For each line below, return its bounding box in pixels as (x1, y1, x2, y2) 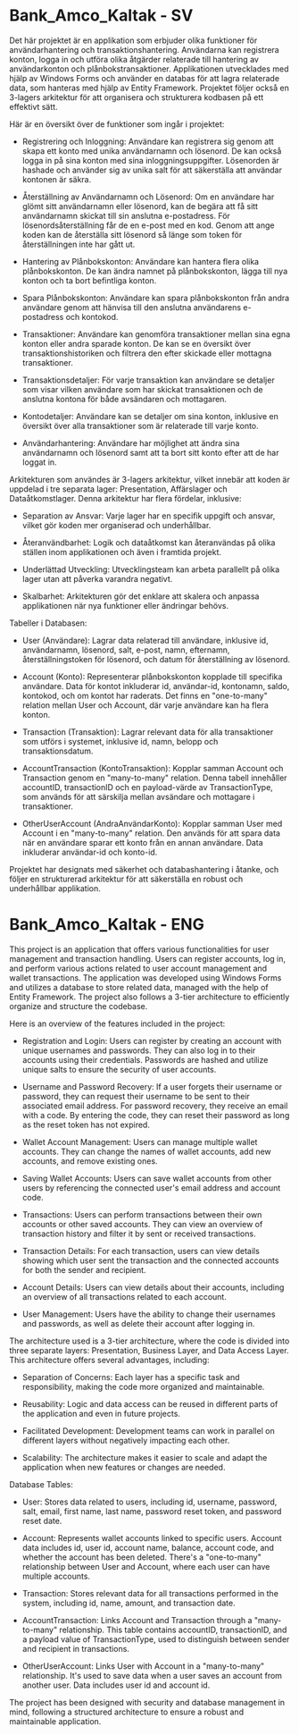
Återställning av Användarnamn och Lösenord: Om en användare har (21, 191, 275, 202)
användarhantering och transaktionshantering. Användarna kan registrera (9, 44, 279, 55)
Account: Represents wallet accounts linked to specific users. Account (21, 1532, 283, 1543)
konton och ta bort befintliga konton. (21, 274, 157, 286)
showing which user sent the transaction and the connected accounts (21, 1255, 279, 1266)
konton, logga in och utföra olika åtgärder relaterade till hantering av (9, 54, 259, 64)
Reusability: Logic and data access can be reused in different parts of (21, 1398, 278, 1409)
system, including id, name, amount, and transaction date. (21, 1597, 236, 1608)
